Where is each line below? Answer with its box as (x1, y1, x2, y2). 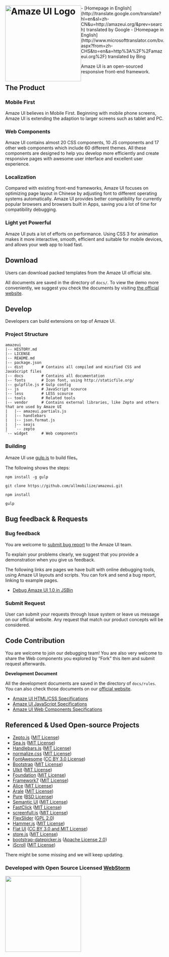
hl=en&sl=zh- (81, 16, 109, 22)
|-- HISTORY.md (5, 346, 37, 352)
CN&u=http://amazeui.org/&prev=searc (81, 21, 162, 27)
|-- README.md (5, 356, 35, 361)
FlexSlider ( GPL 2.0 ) (12, 815, 54, 821)
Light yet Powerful (5, 219, 51, 226)
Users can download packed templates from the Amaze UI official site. (5, 270, 152, 276)
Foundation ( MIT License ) (12, 772, 67, 778)
